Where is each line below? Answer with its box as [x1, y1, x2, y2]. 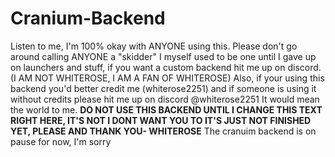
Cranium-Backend [10, 7, 166, 30]
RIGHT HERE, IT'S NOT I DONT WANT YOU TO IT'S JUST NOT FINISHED [10, 114, 312, 126]
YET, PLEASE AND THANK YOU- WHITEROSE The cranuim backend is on [10, 125, 317, 137]
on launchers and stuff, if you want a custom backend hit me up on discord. [10, 61, 322, 73]
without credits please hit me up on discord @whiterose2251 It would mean [10, 93, 320, 105]
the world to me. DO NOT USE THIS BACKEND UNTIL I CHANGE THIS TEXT [10, 103, 323, 116]
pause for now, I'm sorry [10, 135, 112, 147]
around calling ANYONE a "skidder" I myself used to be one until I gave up [10, 50, 317, 62]
